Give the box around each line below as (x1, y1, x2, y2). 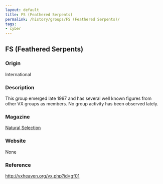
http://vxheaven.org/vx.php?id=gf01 (5, 173, 80, 179)
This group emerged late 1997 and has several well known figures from (5, 95, 152, 101)
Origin (5, 60, 21, 67)
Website (5, 137, 26, 144)
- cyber (5, 26, 22, 31)
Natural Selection (5, 125, 41, 131)
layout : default (5, 7, 39, 13)
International (5, 71, 32, 77)
